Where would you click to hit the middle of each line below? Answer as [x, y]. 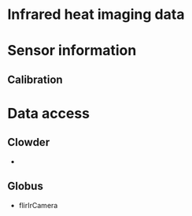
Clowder [29, 142]
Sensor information [72, 51]
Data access [49, 113]
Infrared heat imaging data [96, 15]
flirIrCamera [38, 205]
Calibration [35, 79]
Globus [26, 186]
